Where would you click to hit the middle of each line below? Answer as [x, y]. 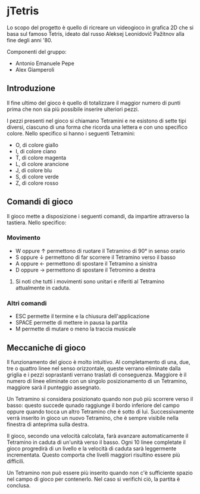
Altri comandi [27, 303]
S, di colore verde [37, 177]
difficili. [16, 461]
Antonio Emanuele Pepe [45, 63]
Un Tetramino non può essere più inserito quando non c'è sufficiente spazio [100, 473]
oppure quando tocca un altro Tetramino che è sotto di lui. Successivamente [100, 411]
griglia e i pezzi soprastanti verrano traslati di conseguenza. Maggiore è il [97, 375]
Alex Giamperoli [35, 69]
